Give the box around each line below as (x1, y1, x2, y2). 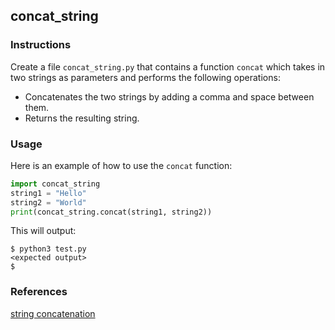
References (10, 285, 68, 299)
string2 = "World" (10, 197, 87, 208)
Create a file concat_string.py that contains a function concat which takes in (10, 60, 326, 73)
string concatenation (10, 307, 96, 319)
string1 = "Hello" (10, 188, 87, 198)
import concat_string (10, 179, 101, 189)
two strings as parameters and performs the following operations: (10, 71, 281, 83)
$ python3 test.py (10, 244, 87, 254)
